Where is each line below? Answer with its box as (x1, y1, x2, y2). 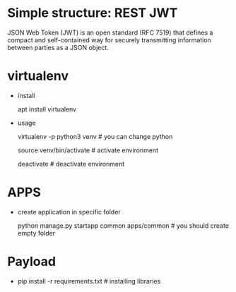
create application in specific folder (17, 207, 122, 216)
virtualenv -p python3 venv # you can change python (17, 132, 173, 140)
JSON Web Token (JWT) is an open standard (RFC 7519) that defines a (7, 28, 213, 37)
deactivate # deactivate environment (17, 159, 125, 168)
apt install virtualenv (17, 104, 76, 114)
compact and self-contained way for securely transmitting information (7, 35, 212, 44)
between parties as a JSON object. (7, 43, 110, 51)
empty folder (17, 229, 56, 237)
